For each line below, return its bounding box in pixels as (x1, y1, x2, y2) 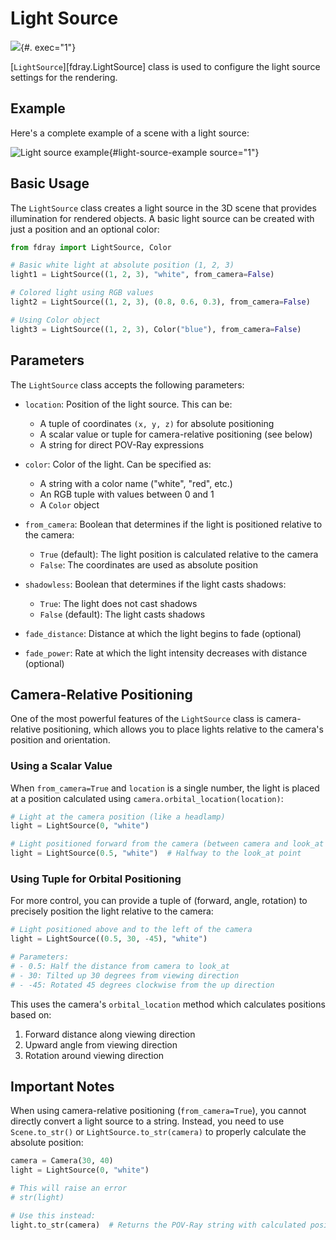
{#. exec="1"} (20, 41, 77, 53)
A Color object (39, 498, 100, 511)
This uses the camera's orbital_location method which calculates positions (10, 998, 326, 1010)
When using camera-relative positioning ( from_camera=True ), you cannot (10, 1105, 307, 1117)
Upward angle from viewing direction (24, 1038, 178, 1051)
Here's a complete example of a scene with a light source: (10, 127, 250, 139)
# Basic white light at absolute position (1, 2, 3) (10, 260, 235, 271)
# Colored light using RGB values (10, 288, 155, 298)
